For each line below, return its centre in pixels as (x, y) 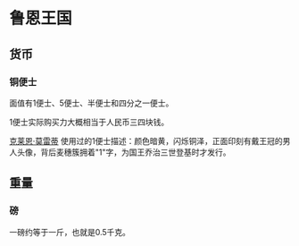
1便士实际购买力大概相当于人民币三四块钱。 (89, 122)
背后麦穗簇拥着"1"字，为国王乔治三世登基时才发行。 (135, 152)
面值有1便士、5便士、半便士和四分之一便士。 (91, 103)
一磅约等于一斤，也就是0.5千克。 (70, 232)
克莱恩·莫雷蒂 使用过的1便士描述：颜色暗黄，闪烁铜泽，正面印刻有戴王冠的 (146, 140)
